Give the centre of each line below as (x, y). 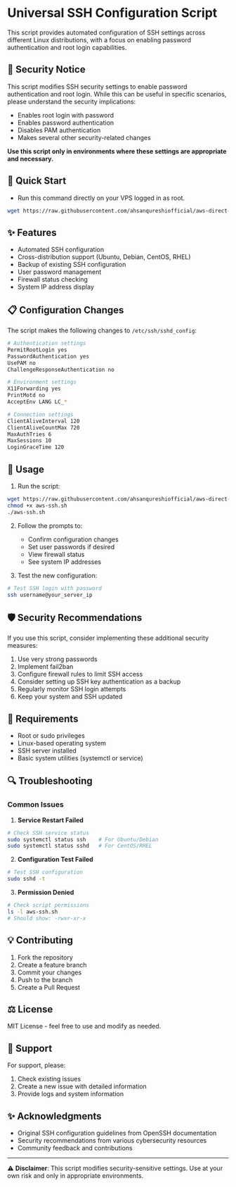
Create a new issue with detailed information (82, 1086)
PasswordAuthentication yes (48, 356)
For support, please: (37, 1065)
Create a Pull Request (49, 987)
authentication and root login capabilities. (67, 47)
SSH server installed (47, 750)
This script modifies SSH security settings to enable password (97, 87)
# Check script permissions (48, 905)
